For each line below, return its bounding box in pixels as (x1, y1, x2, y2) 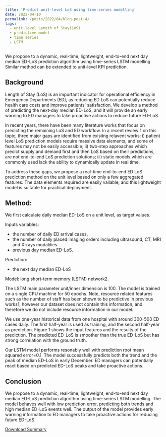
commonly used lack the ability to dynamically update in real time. (5, 159, 140, 165)
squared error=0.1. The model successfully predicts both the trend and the (5, 352, 157, 358)
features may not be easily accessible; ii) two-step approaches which (5, 143, 147, 149)
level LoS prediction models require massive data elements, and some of (5, 138, 154, 144)
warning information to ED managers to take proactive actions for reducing (5, 412, 158, 418)
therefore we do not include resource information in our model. (5, 306, 134, 313)
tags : (5, 21, 16, 26)
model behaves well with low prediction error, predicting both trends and (5, 401, 154, 407)
